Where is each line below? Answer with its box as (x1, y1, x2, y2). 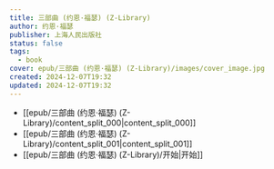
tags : (9, 47, 30, 56)
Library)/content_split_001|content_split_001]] (22, 138, 193, 149)
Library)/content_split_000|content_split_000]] (22, 117, 197, 128)
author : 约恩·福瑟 (9, 22, 75, 31)
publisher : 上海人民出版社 (9, 30, 103, 39)
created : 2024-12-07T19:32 (9, 73, 112, 82)
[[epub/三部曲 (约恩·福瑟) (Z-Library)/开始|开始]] (22, 149, 203, 160)
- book (17, 55, 43, 65)
